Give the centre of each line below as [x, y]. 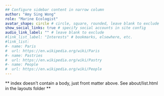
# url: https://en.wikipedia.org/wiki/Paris [52, 51]
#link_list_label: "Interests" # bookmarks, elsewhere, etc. [69, 37]
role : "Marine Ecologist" [31, 19]
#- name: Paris [21, 46]
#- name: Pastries [24, 55]
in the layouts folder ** [28, 88]
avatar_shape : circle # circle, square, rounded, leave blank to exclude [82, 23]
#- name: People [22, 64]
